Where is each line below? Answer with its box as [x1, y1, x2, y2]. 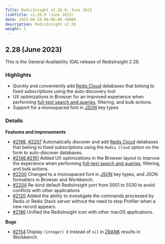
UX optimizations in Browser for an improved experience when [12, 94, 144, 100]
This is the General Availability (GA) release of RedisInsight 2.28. [5, 58, 140, 65]
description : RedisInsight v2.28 [5, 21, 76, 27]
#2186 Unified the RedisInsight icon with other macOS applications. [12, 209, 154, 215]
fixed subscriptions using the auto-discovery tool [12, 88, 116, 95]
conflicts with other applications [12, 187, 80, 193]
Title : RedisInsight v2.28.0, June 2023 [5, 7, 92, 13]
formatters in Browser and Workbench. [12, 176, 94, 182]
